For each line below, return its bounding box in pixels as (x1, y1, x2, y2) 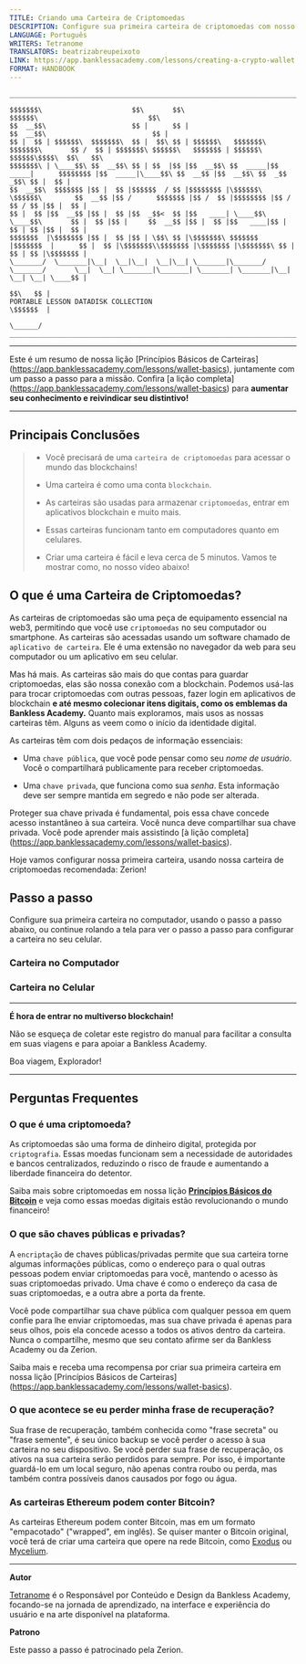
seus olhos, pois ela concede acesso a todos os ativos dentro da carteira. (9, 1324, 286, 1335)
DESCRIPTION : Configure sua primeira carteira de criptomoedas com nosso (9, 22, 296, 31)
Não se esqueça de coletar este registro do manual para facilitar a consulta (9, 1028, 292, 1039)
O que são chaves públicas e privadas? (9, 1227, 186, 1240)
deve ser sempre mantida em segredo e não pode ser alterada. (22, 789, 260, 800)
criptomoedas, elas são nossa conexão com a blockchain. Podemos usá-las (9, 678, 294, 690)
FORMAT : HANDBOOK (9, 65, 76, 74)
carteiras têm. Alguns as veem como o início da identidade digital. (9, 717, 257, 728)
